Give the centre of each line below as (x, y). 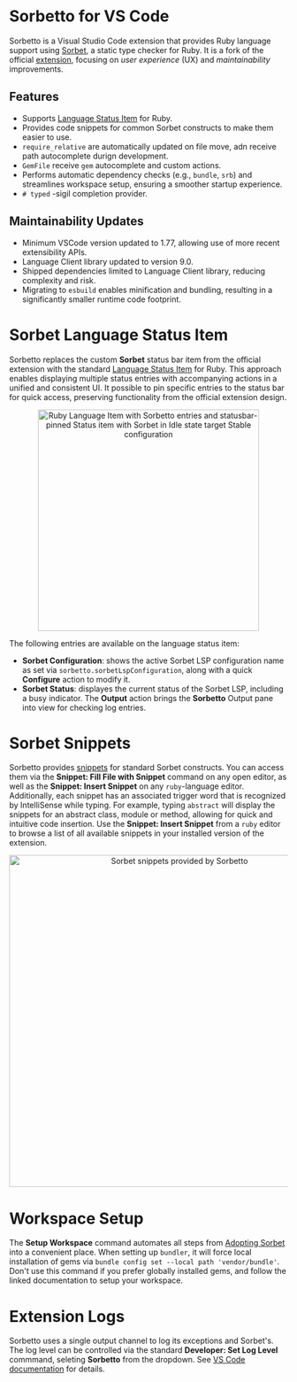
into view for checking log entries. (84, 707)
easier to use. (47, 137)
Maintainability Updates (76, 222)
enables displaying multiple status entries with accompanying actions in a (143, 378)
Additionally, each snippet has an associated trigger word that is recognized (148, 796)
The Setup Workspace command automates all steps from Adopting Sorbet (147, 1243)
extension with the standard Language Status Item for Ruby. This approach (145, 368)
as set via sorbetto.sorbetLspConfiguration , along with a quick (137, 669)
